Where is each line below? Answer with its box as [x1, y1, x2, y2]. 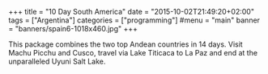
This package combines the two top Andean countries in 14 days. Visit [8, 39, 243, 49]
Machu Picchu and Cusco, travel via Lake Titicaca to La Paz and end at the [8, 48, 257, 57]
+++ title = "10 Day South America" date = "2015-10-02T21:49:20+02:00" [8, 7, 255, 16]
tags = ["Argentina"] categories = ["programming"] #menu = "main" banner [8, 15, 261, 25]
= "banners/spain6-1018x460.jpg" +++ [8, 24, 138, 33]
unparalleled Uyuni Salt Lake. [8, 56, 106, 66]
